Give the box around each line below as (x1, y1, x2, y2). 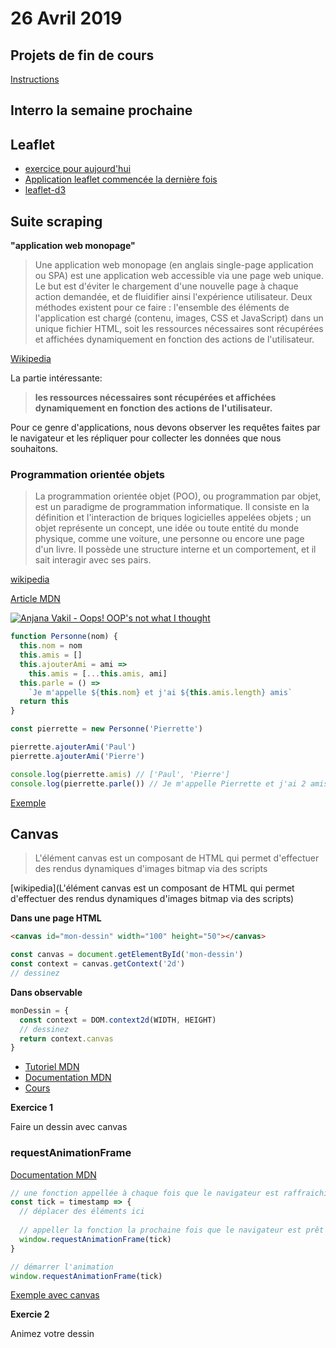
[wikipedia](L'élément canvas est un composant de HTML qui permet (10, 882, 295, 894)
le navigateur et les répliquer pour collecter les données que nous (10, 432, 282, 444)
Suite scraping (10, 213, 103, 230)
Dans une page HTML (10, 912, 102, 924)
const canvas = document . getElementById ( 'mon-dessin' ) (10, 950, 244, 960)
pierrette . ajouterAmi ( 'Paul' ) (10, 742, 137, 752)
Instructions (10, 73, 60, 85)
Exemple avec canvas (10, 1289, 100, 1301)
